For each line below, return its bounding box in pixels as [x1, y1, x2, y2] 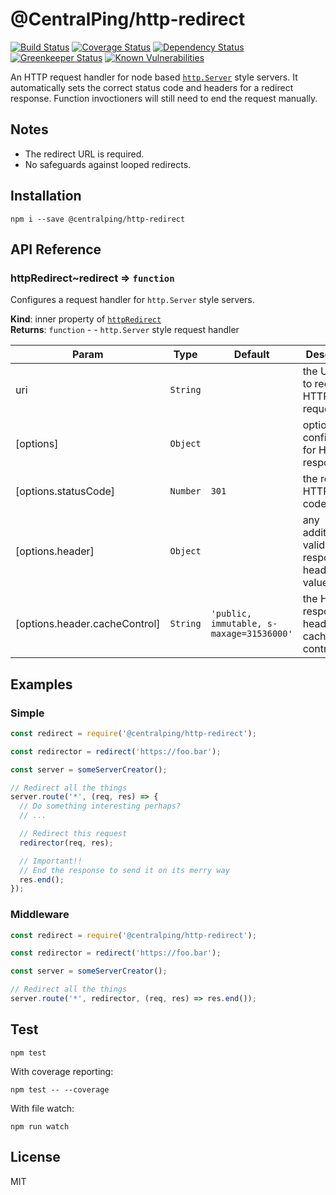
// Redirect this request [19, 829, 128, 839]
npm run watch [10, 1121, 70, 1132]
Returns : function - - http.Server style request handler [10, 324, 240, 336]
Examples [10, 676, 73, 693]
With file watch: [10, 1102, 75, 1114]
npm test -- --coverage [10, 1084, 110, 1095]
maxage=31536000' [210, 628, 293, 640]
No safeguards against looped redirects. [24, 158, 192, 170]
